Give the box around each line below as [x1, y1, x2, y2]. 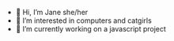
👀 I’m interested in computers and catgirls [15, 16, 152, 25]
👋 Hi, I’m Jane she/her [15, 8, 89, 17]
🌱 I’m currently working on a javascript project [15, 24, 166, 33]
